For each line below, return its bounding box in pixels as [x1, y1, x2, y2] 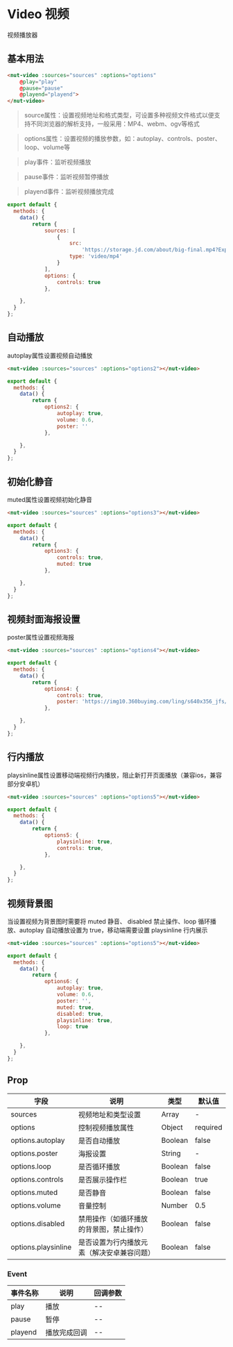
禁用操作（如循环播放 [78, 1214, 148, 1223]
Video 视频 [7, 6, 69, 22]
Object [161, 1122, 184, 1132]
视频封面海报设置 [7, 613, 80, 625]
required [194, 1122, 223, 1132]
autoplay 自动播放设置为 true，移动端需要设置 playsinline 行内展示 [19, 926, 208, 934]
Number [161, 1200, 189, 1210]
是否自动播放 [78, 1136, 121, 1146]
